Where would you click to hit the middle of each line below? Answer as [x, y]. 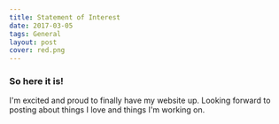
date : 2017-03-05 [41, 26]
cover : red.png [37, 50]
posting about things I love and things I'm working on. [107, 110]
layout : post [33, 42]
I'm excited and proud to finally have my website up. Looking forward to [140, 101]
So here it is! [36, 81]
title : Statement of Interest [65, 17]
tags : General [35, 34]
